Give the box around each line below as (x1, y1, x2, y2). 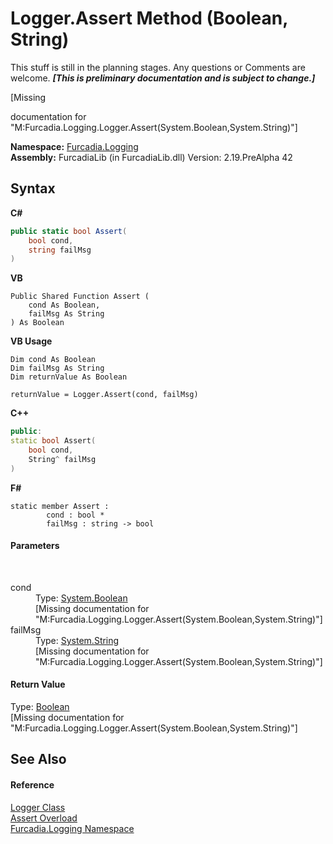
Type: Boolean (10, 701, 70, 713)
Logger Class (10, 801, 66, 813)
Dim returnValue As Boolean (10, 372, 128, 382)
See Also (10, 751, 67, 768)
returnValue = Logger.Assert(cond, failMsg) (10, 390, 199, 400)
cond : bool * (46, 510, 105, 520)
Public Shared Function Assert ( (10, 292, 150, 302)
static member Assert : (10, 501, 110, 511)
